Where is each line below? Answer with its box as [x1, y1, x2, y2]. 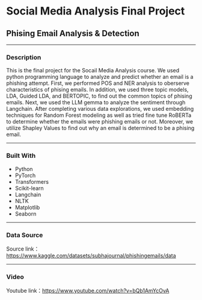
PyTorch [14, 172, 36, 179]
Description [6, 53, 41, 61]
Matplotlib [14, 204, 40, 211]
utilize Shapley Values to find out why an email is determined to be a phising [6, 125, 195, 132]
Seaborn [14, 210, 37, 217]
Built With [6, 152, 36, 160]
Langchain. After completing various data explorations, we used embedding [6, 105, 194, 113]
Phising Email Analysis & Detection [6, 28, 139, 39]
